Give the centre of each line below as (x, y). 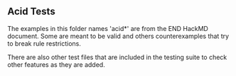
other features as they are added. (56, 64)
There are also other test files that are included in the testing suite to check (117, 57)
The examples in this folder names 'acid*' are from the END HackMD (108, 28)
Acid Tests (31, 12)
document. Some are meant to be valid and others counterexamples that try (118, 36)
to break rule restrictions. (44, 43)
